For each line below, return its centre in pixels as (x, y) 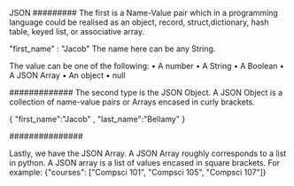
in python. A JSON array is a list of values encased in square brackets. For (145, 163)
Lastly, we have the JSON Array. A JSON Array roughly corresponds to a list (148, 153)
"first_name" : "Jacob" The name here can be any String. (112, 49)
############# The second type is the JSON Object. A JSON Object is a (146, 93)
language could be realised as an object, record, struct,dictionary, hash (139, 22)
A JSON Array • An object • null (67, 75)
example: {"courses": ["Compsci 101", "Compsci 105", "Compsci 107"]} (138, 172)
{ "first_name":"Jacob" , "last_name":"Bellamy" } (97, 119)
